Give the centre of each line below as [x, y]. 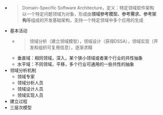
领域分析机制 [23, 70]
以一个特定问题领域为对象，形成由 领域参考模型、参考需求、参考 [87, 14]
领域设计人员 [30, 89]
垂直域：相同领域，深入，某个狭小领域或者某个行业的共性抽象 [80, 58]
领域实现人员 [30, 95]
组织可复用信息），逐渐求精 [65, 47]
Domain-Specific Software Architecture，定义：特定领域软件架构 [88, 8]
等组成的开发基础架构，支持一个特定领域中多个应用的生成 [85, 20]
